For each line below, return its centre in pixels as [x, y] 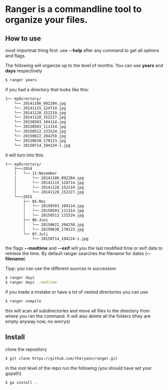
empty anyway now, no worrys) [38, 321]
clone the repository [26, 349]
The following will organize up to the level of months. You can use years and [84, 65]
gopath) [13, 373]
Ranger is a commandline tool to [73, 9]
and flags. [16, 56]
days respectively [24, 71]
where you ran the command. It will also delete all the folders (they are [78, 316]
